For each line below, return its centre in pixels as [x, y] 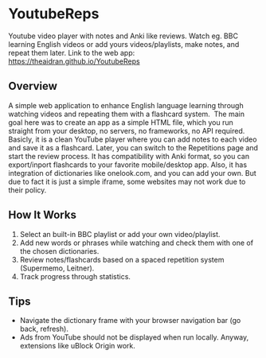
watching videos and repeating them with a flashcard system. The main [127, 114]
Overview [33, 86]
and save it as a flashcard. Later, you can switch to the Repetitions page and [133, 147]
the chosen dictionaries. [59, 251]
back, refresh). [44, 329]
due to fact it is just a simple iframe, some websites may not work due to [127, 181]
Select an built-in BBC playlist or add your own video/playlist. [120, 234]
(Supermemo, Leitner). [57, 268]
